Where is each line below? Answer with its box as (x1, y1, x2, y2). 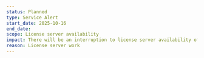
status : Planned (6, 8, 47, 15)
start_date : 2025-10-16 (6, 20, 67, 26)
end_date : (6, 25, 32, 32)
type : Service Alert (6, 14, 59, 21)
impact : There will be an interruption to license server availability (6, 37, 191, 43)
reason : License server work (6, 43, 80, 49)
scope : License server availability (6, 31, 99, 37)
